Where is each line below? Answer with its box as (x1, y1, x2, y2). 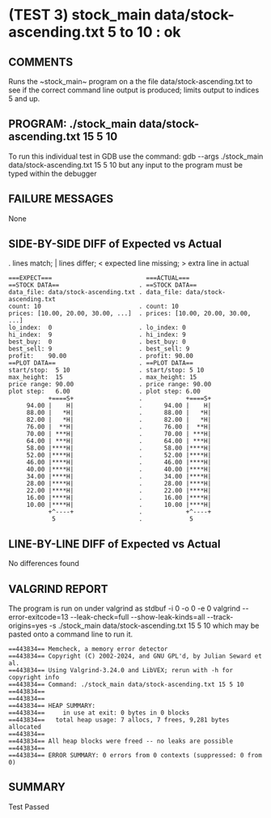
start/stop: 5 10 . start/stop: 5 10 (8, 366, 205, 374)
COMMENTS (8, 55, 74, 69)
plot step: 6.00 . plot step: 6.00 (8, 387, 201, 396)
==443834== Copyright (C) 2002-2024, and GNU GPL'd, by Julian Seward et (8, 652, 263, 661)
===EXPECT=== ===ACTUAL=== (8, 274, 190, 283)
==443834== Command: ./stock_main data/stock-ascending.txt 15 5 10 (8, 680, 244, 689)
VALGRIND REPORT (8, 582, 108, 596)
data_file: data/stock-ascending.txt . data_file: (8, 288, 183, 296)
